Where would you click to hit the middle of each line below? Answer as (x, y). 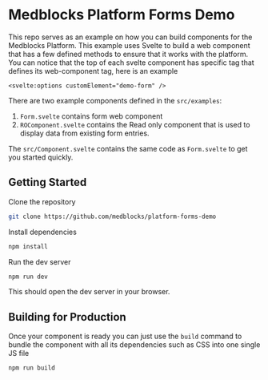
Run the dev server (40, 261)
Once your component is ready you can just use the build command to (125, 336)
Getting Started (48, 182)
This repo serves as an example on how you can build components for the (130, 37)
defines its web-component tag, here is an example (93, 71)
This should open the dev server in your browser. (89, 292)
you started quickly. (41, 157)
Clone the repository (42, 201)
